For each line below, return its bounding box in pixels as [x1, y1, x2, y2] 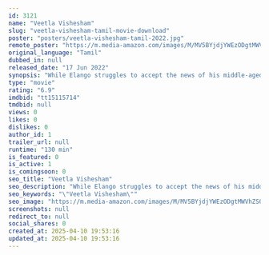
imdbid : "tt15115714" [8, 94, 81, 102]
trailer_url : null [8, 137, 70, 146]
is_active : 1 [8, 161, 52, 169]
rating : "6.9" [8, 86, 56, 94]
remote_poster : [8, 42, 59, 50]
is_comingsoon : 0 [8, 168, 66, 176]
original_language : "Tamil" [8, 49, 102, 57]
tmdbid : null [8, 101, 52, 109]
